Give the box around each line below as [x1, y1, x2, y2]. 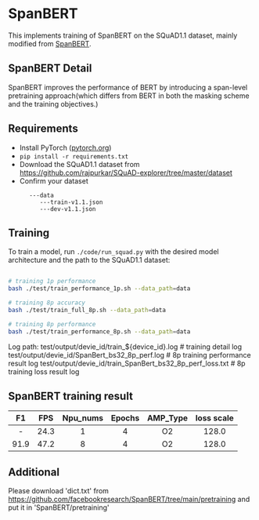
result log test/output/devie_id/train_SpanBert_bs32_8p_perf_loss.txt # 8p [8, 358, 246, 368]
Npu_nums [62, 413, 104, 424]
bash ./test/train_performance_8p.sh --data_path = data [8, 327, 191, 336]
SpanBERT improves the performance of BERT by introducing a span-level [8, 82, 248, 92]
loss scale [195, 413, 235, 424]
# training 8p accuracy [8, 299, 86, 307]
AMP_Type [147, 413, 188, 424]
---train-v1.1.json [39, 198, 103, 206]
